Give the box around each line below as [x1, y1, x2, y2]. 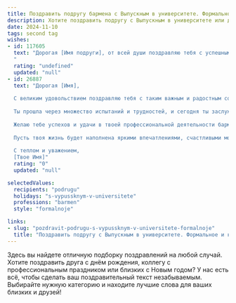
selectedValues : [7, 180, 55, 187]
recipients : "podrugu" [13, 186, 80, 193]
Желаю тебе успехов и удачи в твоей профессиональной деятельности [13, 121, 216, 128]
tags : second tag [7, 29, 58, 37]
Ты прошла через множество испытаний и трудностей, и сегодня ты [13, 108, 209, 115]
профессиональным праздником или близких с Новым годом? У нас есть [7, 265, 229, 274]
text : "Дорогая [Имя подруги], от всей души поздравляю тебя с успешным [13, 50, 231, 57]
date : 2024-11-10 [7, 23, 58, 30]
